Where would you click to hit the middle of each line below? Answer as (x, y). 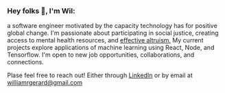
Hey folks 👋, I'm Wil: (41, 11)
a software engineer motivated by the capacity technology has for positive (112, 26)
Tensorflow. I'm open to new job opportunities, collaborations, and (101, 55)
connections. (26, 62)
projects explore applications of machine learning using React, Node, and (111, 48)
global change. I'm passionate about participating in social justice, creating (113, 33)
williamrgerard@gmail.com (45, 83)
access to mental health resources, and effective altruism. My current (105, 40)
